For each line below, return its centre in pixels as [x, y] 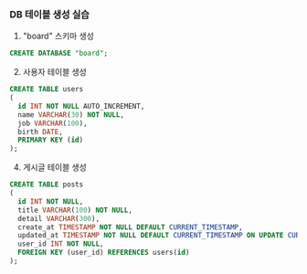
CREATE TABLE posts [47, 184]
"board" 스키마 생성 [58, 36]
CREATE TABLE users [47, 90]
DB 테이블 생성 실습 [49, 14]
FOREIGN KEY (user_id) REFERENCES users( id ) [104, 253]
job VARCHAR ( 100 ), [53, 123]
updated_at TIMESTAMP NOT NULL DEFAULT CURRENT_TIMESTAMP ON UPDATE [151, 236]
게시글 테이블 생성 [54, 167]
